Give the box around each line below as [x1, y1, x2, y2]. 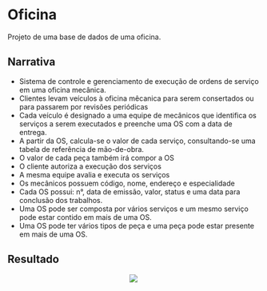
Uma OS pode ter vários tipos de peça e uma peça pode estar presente [18, 221, 255, 230]
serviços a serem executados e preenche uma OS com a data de [18, 118, 233, 129]
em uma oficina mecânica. [18, 85, 107, 94]
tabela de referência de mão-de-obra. [18, 144, 145, 153]
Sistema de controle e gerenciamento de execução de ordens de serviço [18, 76, 259, 86]
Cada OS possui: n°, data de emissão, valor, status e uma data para [18, 186, 241, 197]
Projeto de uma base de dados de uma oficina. [7, 32, 161, 42]
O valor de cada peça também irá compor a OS [18, 153, 175, 162]
